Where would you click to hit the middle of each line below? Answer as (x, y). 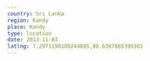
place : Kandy (26, 27)
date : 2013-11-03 (33, 40)
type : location (30, 33)
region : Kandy (28, 20)
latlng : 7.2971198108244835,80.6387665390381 (75, 46)
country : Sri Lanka (36, 14)
